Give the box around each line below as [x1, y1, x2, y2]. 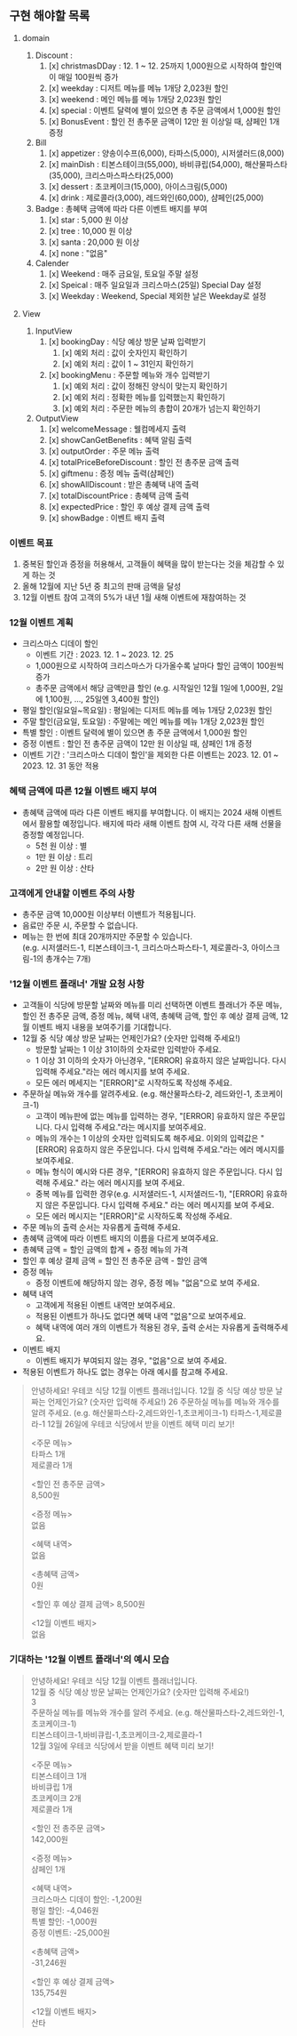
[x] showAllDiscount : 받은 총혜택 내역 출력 [48, 479, 199, 489]
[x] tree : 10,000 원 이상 [48, 225, 133, 236]
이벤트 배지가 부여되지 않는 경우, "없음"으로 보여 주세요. [35, 1356, 228, 1366]
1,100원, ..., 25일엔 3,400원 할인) [44, 694, 160, 704]
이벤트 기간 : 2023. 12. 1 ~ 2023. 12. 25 [35, 649, 175, 660]
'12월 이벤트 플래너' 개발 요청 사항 [9, 978, 145, 990]
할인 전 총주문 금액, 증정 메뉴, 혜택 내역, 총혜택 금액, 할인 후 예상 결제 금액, [21, 1010, 279, 1021]
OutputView [35, 413, 79, 423]
